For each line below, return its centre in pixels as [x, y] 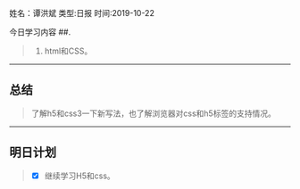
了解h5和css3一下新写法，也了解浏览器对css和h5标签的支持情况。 [154, 113]
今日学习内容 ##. [40, 32]
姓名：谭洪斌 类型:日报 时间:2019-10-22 [82, 13]
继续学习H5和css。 [80, 176]
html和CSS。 [68, 51]
